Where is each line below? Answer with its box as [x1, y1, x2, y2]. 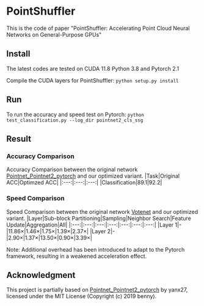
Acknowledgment [6, 270, 76, 280]
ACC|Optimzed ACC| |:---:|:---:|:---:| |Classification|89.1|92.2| [6, 179, 162, 186]
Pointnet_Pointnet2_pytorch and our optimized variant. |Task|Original [6, 172, 180, 180]
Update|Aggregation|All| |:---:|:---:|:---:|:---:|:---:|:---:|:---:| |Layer [6, 221, 174, 228]
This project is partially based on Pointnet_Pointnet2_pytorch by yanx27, [6, 286, 188, 294]
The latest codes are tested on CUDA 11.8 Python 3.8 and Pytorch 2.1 [6, 65, 179, 72]
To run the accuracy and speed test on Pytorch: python [6, 111, 145, 118]
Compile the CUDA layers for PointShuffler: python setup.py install [6, 76, 179, 84]
